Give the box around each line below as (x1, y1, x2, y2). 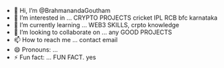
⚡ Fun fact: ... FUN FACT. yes (13, 53, 96, 61)
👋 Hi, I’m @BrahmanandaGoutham (13, 7, 111, 14)
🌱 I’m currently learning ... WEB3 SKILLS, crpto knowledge (13, 21, 180, 29)
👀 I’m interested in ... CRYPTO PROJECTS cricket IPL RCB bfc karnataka (13, 14, 218, 22)
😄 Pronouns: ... (13, 46, 59, 54)
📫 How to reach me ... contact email (13, 36, 119, 44)
